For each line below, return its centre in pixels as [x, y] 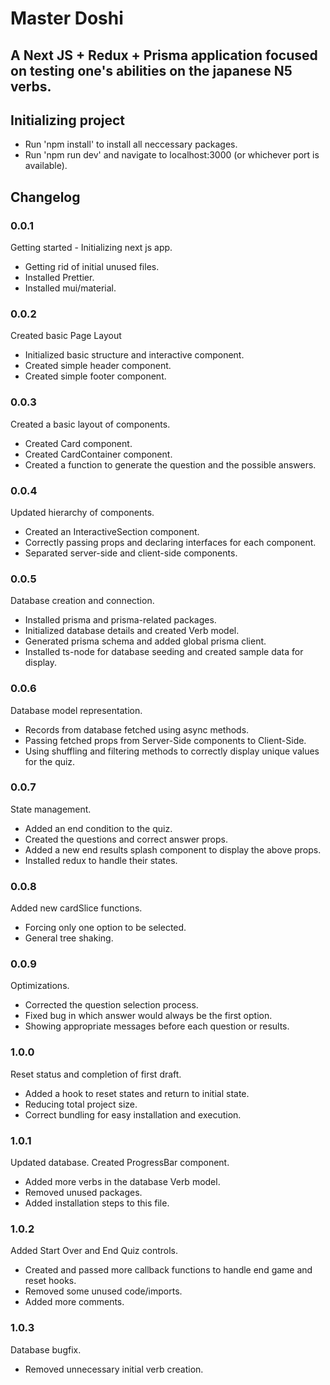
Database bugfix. [46, 1349]
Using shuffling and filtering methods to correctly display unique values [172, 751]
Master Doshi [67, 18]
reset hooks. [50, 1281]
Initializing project [68, 120]
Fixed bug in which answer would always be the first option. [148, 1016]
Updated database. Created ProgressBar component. [120, 1163]
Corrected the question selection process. [111, 1005]
